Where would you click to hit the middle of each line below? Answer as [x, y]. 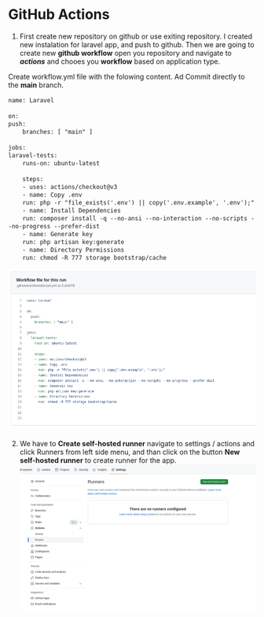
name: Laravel [31, 100]
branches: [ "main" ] [57, 131]
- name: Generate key [57, 234]
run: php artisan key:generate [73, 242]
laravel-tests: [33, 155]
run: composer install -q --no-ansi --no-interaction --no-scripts [135, 218]
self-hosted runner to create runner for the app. [98, 460]
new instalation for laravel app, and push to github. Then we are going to [137, 44]
